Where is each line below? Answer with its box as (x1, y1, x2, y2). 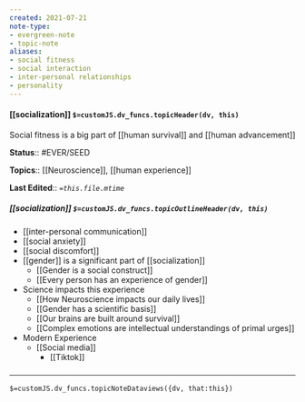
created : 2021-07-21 (9, 13, 88, 23)
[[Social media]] (35, 342, 97, 353)
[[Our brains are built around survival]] (35, 313, 181, 324)
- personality (9, 81, 64, 90)
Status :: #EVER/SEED (9, 146, 91, 157)
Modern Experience (22, 332, 97, 343)
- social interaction (9, 65, 92, 74)
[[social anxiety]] (22, 236, 86, 246)
